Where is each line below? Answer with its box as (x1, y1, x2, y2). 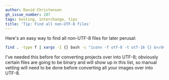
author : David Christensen (5, 7, 62, 13)
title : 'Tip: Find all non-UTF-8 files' (5, 21, 92, 27)
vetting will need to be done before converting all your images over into (5, 65, 153, 71)
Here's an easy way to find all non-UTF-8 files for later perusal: (5, 35, 137, 41)
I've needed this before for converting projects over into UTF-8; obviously (5, 54, 158, 60)
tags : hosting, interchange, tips (5, 17, 78, 22)
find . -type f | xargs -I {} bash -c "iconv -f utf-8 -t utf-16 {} (5, 45, 152, 50)
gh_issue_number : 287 (5, 12, 51, 17)
